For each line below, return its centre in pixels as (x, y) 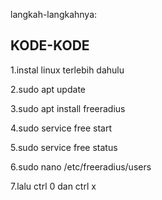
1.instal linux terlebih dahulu (67, 70)
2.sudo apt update (48, 89)
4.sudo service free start (61, 128)
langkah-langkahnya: (54, 14)
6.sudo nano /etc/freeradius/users (81, 166)
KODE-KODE (50, 45)
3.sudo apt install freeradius (68, 108)
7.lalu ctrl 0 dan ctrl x (53, 186)
